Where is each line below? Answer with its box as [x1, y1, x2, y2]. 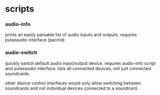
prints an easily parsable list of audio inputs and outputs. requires [5, 32, 137, 38]
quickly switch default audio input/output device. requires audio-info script [5, 60, 156, 66]
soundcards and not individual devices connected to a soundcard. [5, 85, 138, 91]
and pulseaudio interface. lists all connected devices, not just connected [5, 65, 151, 71]
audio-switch [5, 49, 38, 56]
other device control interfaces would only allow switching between [5, 80, 141, 86]
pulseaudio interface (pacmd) [5, 37, 65, 43]
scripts [5, 3, 34, 15]
